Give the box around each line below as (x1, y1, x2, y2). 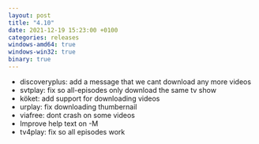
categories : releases (8, 33, 80, 42)
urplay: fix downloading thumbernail (19, 102, 137, 111)
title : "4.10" (8, 19, 55, 27)
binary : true (8, 56, 51, 64)
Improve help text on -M (19, 119, 99, 128)
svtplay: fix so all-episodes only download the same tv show (19, 85, 217, 94)
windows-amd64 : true (8, 41, 77, 49)
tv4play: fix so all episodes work (19, 127, 126, 136)
